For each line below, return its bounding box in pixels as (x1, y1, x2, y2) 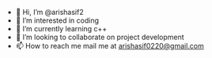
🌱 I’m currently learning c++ (15, 24, 108, 33)
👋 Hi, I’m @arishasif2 (15, 8, 85, 16)
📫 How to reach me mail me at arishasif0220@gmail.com (15, 42, 204, 50)
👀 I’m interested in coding (15, 16, 100, 25)
